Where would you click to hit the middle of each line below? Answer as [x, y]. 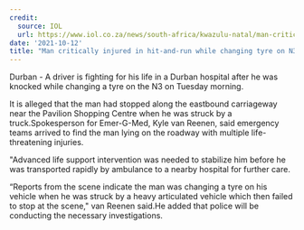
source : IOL [40, 26]
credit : [24, 18]
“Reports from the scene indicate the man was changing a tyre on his [138, 187]
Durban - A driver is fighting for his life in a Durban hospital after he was [144, 77]
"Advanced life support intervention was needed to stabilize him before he [148, 160]
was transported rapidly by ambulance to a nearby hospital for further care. [150, 170]
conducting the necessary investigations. [86, 216]
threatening [31, 143]
